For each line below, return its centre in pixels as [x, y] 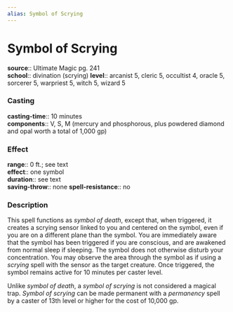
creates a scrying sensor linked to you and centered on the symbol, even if [115, 228]
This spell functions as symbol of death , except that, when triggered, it [109, 220]
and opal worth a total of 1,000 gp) [57, 131]
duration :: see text [34, 179]
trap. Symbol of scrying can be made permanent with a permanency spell [114, 293]
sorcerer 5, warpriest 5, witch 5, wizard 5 [67, 83]
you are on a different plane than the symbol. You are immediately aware [112, 235]
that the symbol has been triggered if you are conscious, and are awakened [116, 243]
